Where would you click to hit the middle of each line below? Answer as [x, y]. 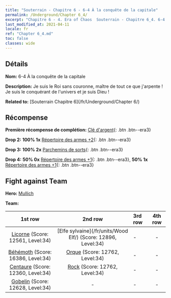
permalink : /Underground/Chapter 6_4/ [46, 15]
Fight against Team [36, 181]
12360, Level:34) [30, 273]
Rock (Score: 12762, [93, 267]
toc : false [17, 39]
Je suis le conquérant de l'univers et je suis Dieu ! [57, 91]
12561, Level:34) [30, 241]
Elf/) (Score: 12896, [93, 237]
